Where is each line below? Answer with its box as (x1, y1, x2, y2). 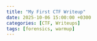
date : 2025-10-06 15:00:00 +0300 (6, 14, 92, 20)
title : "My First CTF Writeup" (6, 8, 86, 15)
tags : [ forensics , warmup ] (6, 25, 75, 32)
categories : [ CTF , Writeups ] (6, 20, 81, 26)
